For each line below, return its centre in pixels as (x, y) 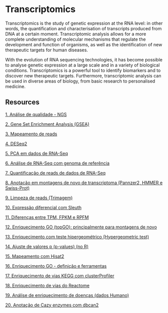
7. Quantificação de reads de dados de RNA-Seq (55, 173)
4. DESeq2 (16, 143)
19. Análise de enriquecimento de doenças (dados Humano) (67, 295)
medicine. (16, 86)
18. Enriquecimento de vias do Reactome (47, 285)
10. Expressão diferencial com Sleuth (44, 207)
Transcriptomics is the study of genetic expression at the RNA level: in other (84, 23)
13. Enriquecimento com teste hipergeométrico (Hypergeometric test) (77, 237)
